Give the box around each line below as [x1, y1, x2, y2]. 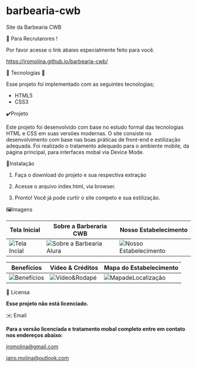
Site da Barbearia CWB [6, 24, 62, 31]
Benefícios [11, 263, 42, 272]
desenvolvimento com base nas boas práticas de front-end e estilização [6, 136, 181, 143]
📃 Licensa [6, 288, 30, 295]
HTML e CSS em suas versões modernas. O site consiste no [6, 129, 152, 136]
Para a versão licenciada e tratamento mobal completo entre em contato [6, 325, 186, 332]
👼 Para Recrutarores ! [6, 35, 58, 42]
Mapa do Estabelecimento [103, 263, 179, 272]
